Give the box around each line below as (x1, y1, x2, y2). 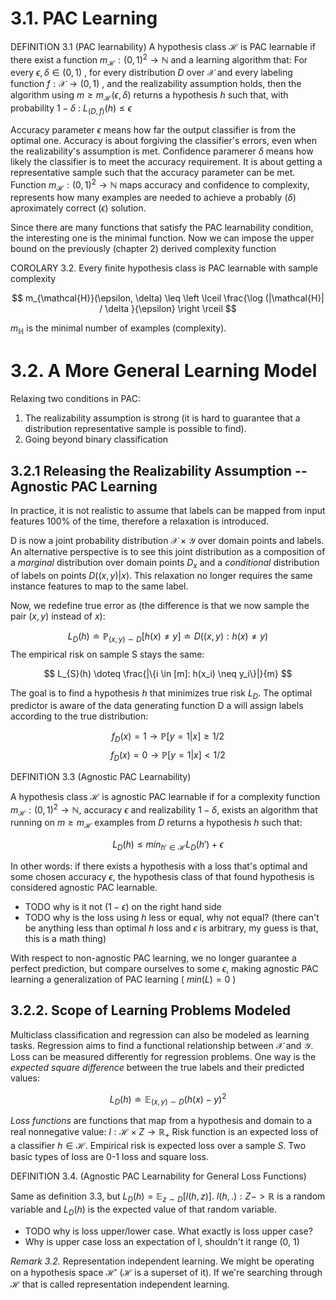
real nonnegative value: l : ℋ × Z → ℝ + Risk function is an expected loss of (10, 1126, 319, 1141)
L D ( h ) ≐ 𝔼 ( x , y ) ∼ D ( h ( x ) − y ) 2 (109, 1091, 227, 1107)
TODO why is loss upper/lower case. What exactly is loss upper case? (24, 1225, 313, 1237)
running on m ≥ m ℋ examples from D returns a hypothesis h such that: (10, 817, 303, 831)
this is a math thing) (24, 933, 107, 945)
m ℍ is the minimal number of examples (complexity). (10, 322, 227, 337)
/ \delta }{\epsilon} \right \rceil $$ (99, 303, 237, 315)
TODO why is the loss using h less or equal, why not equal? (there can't (24, 912, 320, 924)
